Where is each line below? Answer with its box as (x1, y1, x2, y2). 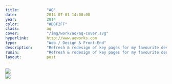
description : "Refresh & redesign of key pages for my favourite (5, 45, 159, 50)
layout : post (5, 54, 56, 60)
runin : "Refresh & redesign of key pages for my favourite (5, 50, 159, 55)
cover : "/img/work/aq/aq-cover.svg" (5, 31, 109, 36)
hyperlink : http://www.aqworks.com (5, 36, 97, 41)
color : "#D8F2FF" (5, 21, 68, 27)
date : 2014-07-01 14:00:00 (5, 12, 91, 17)
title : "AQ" (5, 7, 56, 13)
